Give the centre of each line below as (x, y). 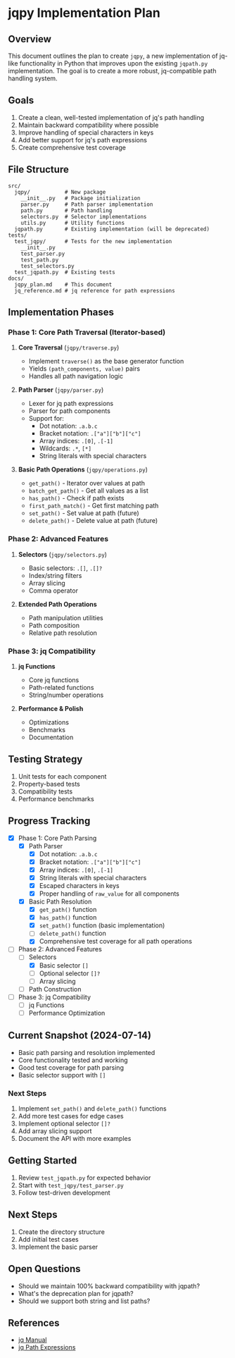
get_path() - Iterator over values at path (87, 483)
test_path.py (40, 260)
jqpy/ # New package (60, 192)
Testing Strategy (45, 759)
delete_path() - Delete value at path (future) (93, 521)
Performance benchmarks (56, 798)
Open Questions (44, 1269)
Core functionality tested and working (73, 1060)
